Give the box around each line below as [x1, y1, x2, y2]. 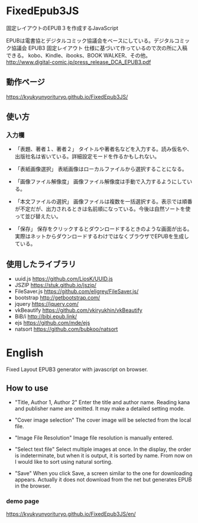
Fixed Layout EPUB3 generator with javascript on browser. [6, 366, 148, 373]
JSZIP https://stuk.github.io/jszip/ [14, 282, 96, 289]
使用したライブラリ [6, 259, 76, 269]
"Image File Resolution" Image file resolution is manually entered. [14, 434, 174, 441]
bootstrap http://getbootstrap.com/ [14, 294, 100, 301]
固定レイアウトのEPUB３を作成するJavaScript [6, 24, 119, 31]
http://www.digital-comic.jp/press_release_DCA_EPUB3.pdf [6, 58, 151, 66]
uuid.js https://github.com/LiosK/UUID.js [14, 275, 113, 282]
